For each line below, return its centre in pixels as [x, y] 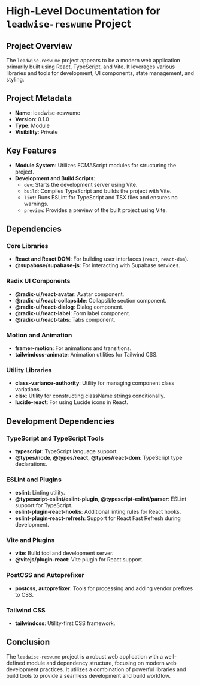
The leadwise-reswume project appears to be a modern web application [93, 60]
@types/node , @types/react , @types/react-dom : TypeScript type [99, 457]
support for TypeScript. [44, 505]
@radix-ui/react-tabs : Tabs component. [65, 319]
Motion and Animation [39, 335]
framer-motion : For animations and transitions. [73, 348]
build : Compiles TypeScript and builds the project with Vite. [98, 191]
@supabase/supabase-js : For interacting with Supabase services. [98, 265]
